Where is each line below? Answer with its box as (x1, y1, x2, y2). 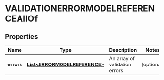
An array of (109, 55, 135, 62)
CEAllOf (5, 13, 38, 24)
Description (109, 47, 137, 53)
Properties (5, 32, 38, 41)
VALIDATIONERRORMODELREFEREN (5, 3, 155, 14)
